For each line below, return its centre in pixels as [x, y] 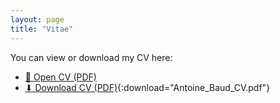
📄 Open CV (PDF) [60, 77]
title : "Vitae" [42, 29]
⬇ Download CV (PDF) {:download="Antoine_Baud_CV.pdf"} [147, 87]
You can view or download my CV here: [91, 57]
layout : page [37, 19]
